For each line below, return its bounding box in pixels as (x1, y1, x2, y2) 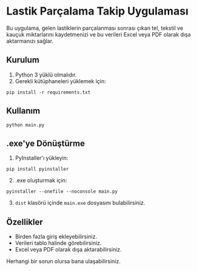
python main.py (6, 122, 45, 128)
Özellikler (6, 217, 44, 227)
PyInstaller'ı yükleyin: (15, 154, 68, 162)
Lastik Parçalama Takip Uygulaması (6, 4, 189, 18)
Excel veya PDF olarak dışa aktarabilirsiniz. (15, 246, 122, 253)
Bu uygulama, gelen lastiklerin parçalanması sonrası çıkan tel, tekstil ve (6, 24, 184, 32)
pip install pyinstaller (6, 166, 69, 173)
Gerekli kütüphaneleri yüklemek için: (15, 77, 106, 84)
